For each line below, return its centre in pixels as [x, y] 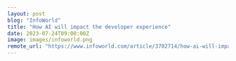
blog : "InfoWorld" [34, 20]
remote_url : [25, 46]
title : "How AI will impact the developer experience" [89, 27]
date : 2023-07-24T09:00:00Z [48, 33]
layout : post [26, 14]
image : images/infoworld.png [50, 40]
